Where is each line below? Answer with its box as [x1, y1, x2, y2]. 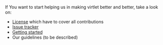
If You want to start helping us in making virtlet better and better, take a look [5, 4, 158, 10]
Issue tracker [12, 24, 39, 30]
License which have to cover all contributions [12, 19, 104, 24]
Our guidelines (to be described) [12, 34, 78, 40]
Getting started [12, 29, 43, 35]
